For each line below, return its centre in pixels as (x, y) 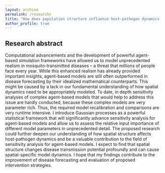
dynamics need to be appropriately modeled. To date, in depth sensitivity (79, 92)
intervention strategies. (29, 165)
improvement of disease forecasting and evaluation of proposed (70, 160)
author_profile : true (27, 23)
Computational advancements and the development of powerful (70, 55)
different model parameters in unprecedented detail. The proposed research (82, 129)
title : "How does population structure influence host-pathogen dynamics (82, 19)
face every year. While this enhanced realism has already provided (73, 71)
